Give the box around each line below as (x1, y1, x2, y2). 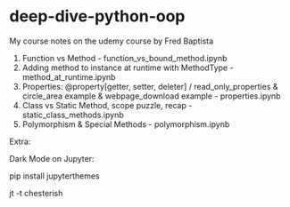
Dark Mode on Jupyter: (9, 153, 95, 163)
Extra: (9, 136, 31, 147)
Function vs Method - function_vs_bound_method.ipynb (21, 52, 228, 63)
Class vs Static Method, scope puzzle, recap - (21, 100, 193, 110)
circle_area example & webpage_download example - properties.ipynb (21, 91, 281, 101)
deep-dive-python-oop (9, 6, 186, 27)
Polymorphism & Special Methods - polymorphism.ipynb (21, 118, 230, 130)
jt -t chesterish (9, 187, 63, 198)
